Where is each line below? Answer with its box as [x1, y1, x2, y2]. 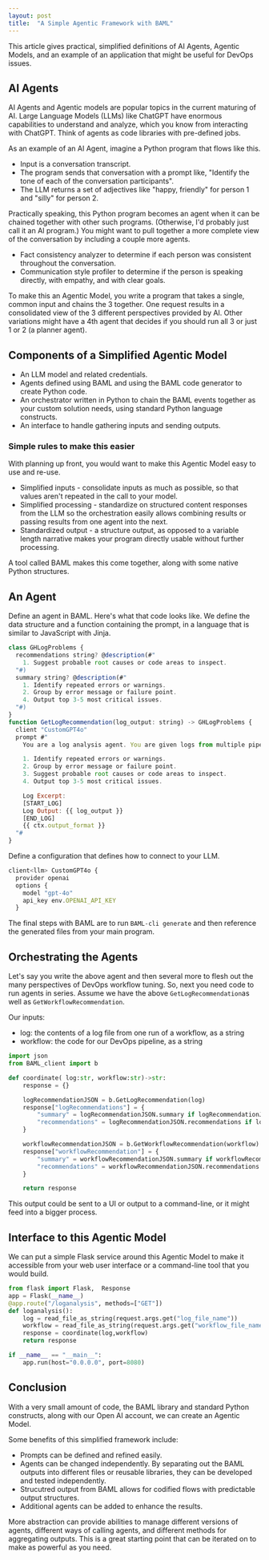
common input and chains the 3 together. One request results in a [8, 300, 225, 309]
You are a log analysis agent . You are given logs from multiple [22, 741, 246, 749]
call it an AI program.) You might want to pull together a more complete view [8, 226, 259, 236]
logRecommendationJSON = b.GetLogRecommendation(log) [22, 1096, 206, 1104]
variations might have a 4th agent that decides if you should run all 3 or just [8, 317, 258, 326]
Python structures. [8, 567, 70, 576]
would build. [8, 1269, 50, 1279]
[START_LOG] [22, 799, 62, 807]
